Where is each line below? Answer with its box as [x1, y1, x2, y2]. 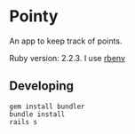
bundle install [9, 109, 66, 119]
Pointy [9, 6, 59, 27]
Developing [9, 78, 74, 94]
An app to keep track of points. [9, 35, 123, 46]
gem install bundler [9, 102, 86, 111]
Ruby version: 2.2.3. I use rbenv [9, 52, 126, 63]
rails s [9, 117, 38, 126]
